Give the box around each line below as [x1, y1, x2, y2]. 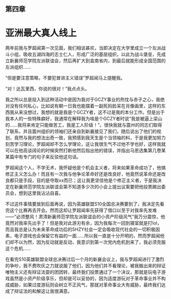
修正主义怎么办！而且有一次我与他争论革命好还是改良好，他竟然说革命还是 [5, 171, 161, 177]
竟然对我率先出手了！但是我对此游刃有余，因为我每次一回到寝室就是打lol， [5, 220, 162, 226]
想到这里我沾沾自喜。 [18, 190, 64, 196]
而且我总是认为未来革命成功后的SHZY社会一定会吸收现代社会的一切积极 [5, 226, 156, 233]
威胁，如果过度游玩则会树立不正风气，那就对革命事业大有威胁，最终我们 [9, 282, 161, 288]
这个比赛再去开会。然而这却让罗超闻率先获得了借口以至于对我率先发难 [9, 207, 157, 213]
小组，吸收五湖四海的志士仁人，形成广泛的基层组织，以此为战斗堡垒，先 [9, 51, 161, 58]
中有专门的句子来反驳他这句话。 [14, 154, 81, 160]
